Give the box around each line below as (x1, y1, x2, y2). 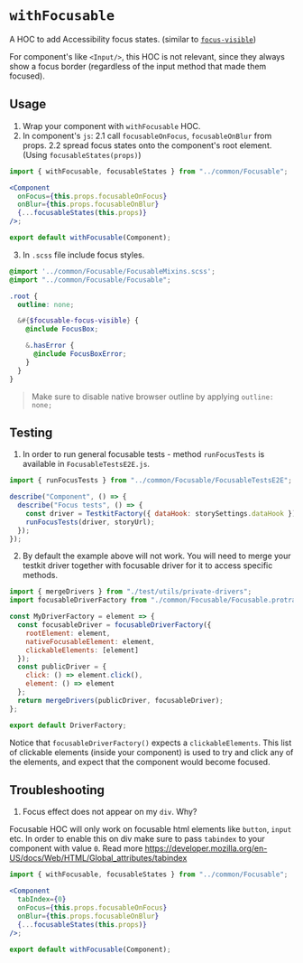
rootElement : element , (25, 629, 111, 638)
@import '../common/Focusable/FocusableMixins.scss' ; (9, 266, 216, 276)
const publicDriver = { (17, 662, 106, 671)
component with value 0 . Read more (9, 843, 143, 854)
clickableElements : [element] (25, 645, 140, 655)
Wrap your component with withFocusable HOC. (22, 120, 201, 131)
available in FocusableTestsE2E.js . (22, 459, 151, 470)
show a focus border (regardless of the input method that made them (9, 61, 267, 71)
